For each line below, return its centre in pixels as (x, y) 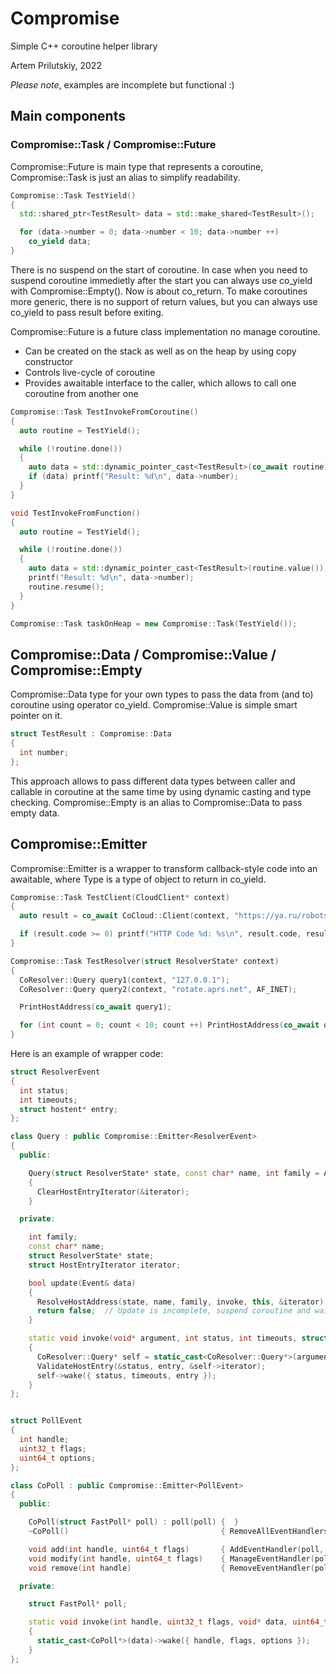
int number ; (44, 752)
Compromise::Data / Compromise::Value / (143, 654)
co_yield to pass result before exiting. (87, 312)
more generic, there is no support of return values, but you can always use (164, 301)
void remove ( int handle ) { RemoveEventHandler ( (171, 1568)
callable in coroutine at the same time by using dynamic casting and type (161, 791)
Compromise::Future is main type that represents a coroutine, (137, 166)
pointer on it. (36, 716)
